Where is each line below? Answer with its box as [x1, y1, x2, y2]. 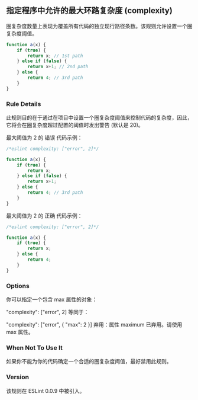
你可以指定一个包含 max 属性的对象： [6, 296, 98, 303]
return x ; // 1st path [27, 53, 83, 59]
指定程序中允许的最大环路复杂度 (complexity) [6, 5, 173, 16]
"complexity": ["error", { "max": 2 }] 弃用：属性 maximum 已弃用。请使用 [6, 321, 183, 328]
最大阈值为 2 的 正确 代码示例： [6, 212, 83, 219]
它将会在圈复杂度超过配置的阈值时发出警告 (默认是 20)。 [6, 121, 144, 129]
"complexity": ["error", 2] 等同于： [6, 309, 89, 316]
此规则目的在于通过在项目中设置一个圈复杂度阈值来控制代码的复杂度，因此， [6, 114, 193, 121]
